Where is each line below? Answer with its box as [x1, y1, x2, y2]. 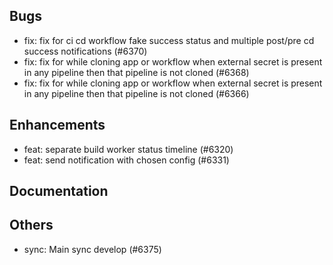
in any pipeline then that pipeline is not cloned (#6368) [23, 66, 250, 78]
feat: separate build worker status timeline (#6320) [23, 143, 234, 155]
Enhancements [9, 117, 106, 134]
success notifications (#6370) [23, 45, 148, 57]
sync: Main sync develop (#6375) [23, 243, 162, 255]
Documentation [9, 183, 109, 200]
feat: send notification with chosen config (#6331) [23, 154, 230, 166]
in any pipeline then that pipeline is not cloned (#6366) [23, 87, 250, 99]
